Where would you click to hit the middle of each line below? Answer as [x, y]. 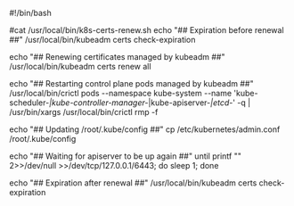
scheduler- [29, 103]
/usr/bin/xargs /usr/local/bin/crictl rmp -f [84, 112]
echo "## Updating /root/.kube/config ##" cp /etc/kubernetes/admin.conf [145, 129]
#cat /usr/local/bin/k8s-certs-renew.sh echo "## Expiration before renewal [147, 30]
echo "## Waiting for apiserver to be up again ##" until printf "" [126, 156]
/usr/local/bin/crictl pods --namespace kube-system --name [121, 93]
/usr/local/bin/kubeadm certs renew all [80, 66]
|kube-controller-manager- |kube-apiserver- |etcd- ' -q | [150, 103]
